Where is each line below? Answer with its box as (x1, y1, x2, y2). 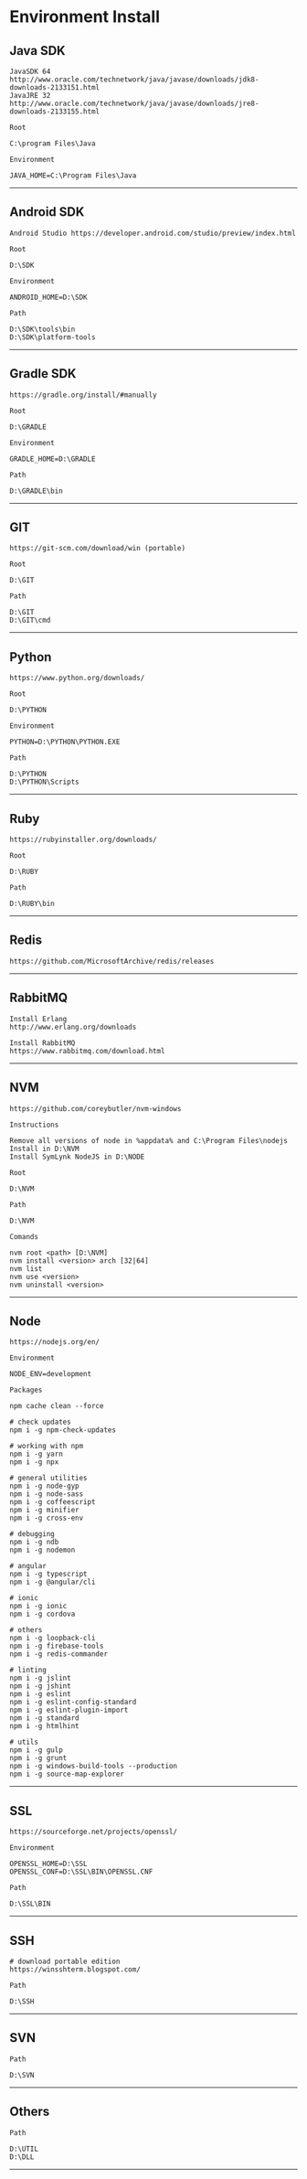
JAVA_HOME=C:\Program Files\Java (9, 171, 137, 180)
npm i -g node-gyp (9, 1481, 79, 1491)
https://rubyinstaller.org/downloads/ (9, 835, 157, 845)
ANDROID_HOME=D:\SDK (9, 293, 89, 302)
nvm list (9, 1264, 43, 1273)
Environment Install (9, 6, 161, 27)
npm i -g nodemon (9, 1545, 76, 1555)
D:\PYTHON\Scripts (9, 777, 79, 787)
